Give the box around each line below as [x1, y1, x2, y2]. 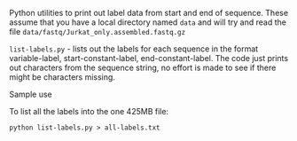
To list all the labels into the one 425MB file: [9, 106, 169, 116]
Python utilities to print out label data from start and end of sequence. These [9, 8, 289, 18]
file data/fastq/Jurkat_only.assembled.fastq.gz [9, 27, 186, 36]
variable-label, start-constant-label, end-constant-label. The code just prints [9, 53, 289, 63]
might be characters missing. [9, 72, 115, 82]
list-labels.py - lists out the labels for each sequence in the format [9, 43, 259, 54]
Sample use [9, 89, 52, 99]
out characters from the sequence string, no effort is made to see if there [9, 62, 277, 73]
